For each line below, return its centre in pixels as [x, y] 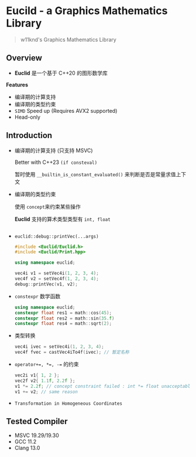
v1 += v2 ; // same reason [46, 392]
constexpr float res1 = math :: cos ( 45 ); [63, 312]
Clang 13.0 [27, 448]
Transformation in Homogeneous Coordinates [68, 404]
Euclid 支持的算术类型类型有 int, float [63, 219]
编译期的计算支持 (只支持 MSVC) [54, 150]
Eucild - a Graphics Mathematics [87, 11]
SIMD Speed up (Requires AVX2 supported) [66, 110]
